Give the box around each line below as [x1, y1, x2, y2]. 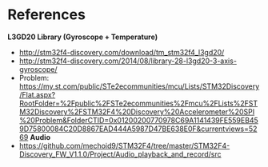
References [7, 6, 86, 24]
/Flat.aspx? [18, 89, 56, 99]
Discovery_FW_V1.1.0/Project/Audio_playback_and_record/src [18, 149, 222, 159]
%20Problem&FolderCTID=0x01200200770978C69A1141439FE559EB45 [18, 115, 259, 125]
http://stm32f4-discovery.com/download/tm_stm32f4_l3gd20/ [18, 47, 225, 57]
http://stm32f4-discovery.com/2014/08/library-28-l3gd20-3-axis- [18, 56, 238, 66]
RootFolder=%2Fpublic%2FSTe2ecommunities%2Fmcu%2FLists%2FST [18, 98, 258, 108]
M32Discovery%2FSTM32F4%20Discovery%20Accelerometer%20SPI [18, 106, 255, 117]
